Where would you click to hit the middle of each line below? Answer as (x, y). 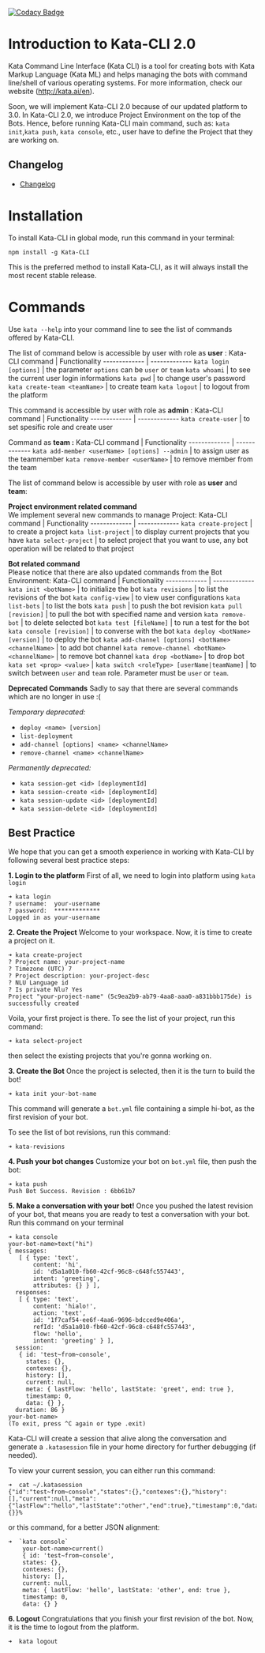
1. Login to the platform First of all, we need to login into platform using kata (132, 875)
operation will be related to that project (71, 548)
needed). (23, 1455)
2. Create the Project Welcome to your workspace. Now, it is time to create (130, 932)
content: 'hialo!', (65, 1307)
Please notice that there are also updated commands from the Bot (115, 572)
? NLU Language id (38, 983)
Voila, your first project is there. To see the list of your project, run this (122, 1019)
